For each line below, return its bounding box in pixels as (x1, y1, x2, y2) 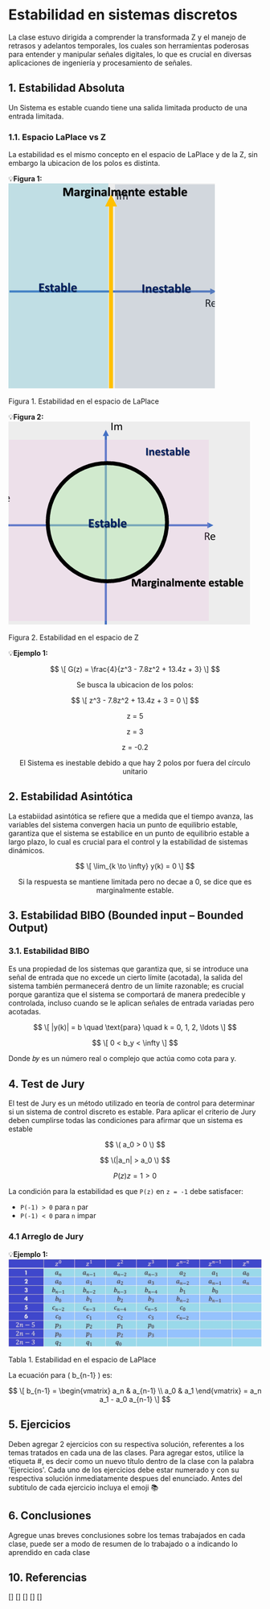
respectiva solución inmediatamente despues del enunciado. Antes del (8, 1473, 243, 1483)
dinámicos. (8, 845, 45, 855)
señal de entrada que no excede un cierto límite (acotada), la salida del (8, 972, 243, 982)
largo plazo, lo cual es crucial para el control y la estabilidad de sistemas (8, 836, 248, 847)
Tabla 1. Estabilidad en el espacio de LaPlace (8, 1354, 157, 1364)
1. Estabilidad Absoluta (8, 81, 125, 95)
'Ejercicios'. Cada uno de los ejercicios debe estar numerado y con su (8, 1465, 239, 1474)
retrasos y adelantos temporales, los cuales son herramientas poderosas (8, 40, 249, 50)
